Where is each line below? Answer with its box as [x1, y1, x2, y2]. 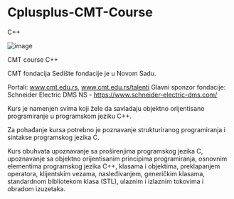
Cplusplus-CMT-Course [7, 4, 153, 21]
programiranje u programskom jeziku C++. [7, 112, 132, 120]
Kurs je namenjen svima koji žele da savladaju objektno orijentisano [7, 104, 205, 112]
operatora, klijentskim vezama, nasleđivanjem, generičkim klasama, [7, 169, 205, 178]
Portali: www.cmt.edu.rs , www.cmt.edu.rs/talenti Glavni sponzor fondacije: [7, 82, 226, 91]
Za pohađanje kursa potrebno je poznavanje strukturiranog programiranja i [7, 125, 226, 134]
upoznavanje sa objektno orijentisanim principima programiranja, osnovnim [7, 154, 228, 163]
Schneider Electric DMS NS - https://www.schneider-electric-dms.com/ [7, 90, 218, 99]
